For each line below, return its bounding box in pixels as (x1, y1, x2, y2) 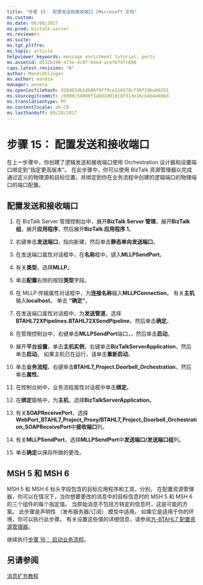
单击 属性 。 (15, 371, 43, 378)
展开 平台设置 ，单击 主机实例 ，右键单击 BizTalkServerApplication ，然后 (15, 343, 192, 350)
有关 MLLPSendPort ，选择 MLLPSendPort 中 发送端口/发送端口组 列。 (15, 436, 184, 443)
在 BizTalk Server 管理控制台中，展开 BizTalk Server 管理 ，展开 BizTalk (15, 218, 190, 225)
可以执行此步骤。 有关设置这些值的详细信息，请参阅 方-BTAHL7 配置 (22, 515, 190, 522)
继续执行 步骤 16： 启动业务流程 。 (7, 536, 90, 543)
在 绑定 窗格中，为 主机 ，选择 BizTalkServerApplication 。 (15, 396, 155, 404)
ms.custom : (7, 14, 34, 21)
